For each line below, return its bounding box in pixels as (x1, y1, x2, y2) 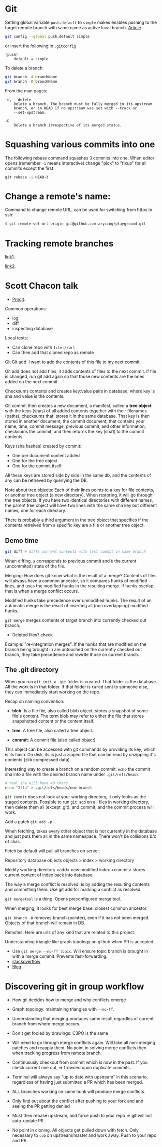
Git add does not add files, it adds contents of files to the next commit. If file (5, 369, 157, 374)
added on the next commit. (5, 379, 59, 385)
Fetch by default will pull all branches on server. (5, 848, 100, 854)
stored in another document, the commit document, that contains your (5, 418, 145, 424)
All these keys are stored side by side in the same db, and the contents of (5, 473, 151, 478)
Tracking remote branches (5, 238, 114, 249)
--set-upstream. (14, 110, 47, 115)
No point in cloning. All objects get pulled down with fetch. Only (12, 1127, 139, 1133)
